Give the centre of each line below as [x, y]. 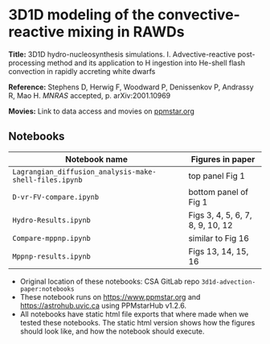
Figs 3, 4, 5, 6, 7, [220, 215]
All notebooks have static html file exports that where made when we [134, 314]
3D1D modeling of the [82, 15]
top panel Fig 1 [217, 176]
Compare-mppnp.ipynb [51, 238]
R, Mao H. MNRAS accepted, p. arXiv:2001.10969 [90, 95]
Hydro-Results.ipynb [51, 220]
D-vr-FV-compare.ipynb [55, 197]
